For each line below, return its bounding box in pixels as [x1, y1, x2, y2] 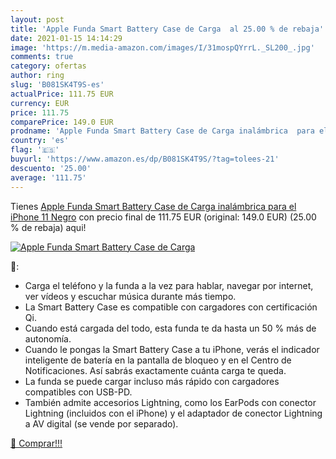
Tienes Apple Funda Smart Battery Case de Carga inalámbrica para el [10, 200, 297, 212]
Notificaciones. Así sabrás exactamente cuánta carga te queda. [24, 364, 287, 376]
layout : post [10, 14, 65, 25]
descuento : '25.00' [10, 163, 92, 173]
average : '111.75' [10, 172, 87, 183]
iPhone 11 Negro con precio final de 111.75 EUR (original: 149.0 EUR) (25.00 [10, 211, 317, 223]
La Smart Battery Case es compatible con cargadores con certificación [24, 301, 318, 313]
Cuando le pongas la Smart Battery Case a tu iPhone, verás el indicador [24, 343, 320, 355]
